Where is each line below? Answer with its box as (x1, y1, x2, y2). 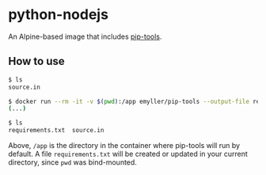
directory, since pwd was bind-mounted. (8, 158, 137, 167)
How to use (8, 55, 65, 68)
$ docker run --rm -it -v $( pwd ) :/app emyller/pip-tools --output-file (8, 97, 249, 105)
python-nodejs (8, 6, 109, 24)
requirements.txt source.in (8, 127, 104, 135)
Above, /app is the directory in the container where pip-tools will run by (8, 141, 240, 150)
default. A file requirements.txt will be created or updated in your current (8, 149, 248, 158)
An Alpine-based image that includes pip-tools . (8, 32, 162, 41)
